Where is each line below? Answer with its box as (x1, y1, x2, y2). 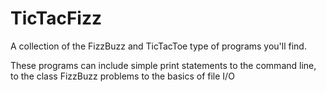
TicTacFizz (10, 7, 103, 30)
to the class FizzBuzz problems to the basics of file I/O (10, 70, 235, 82)
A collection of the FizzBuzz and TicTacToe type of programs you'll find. (10, 40, 307, 52)
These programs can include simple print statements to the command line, (10, 59, 317, 71)
